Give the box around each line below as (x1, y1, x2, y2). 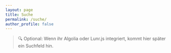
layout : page (5, 7, 33, 13)
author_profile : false (5, 21, 54, 27)
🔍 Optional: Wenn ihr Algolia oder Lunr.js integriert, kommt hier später (17, 36, 166, 42)
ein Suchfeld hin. (17, 43, 54, 49)
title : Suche (5, 12, 33, 17)
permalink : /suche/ (5, 17, 47, 22)
